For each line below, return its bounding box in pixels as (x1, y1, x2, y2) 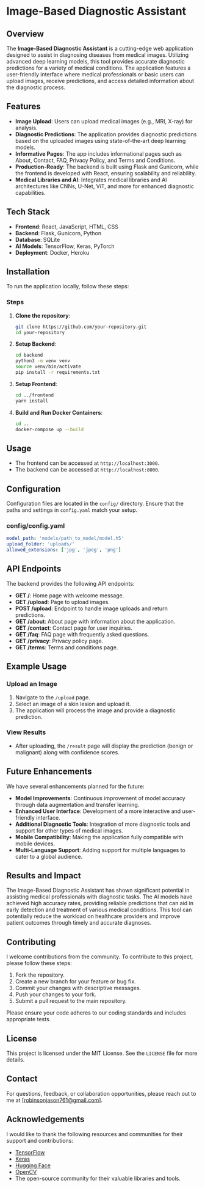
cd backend (15, 352, 43, 359)
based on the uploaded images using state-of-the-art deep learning (15, 137, 186, 144)
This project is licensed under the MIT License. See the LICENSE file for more (6, 1049, 198, 1057)
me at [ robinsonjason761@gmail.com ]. (6, 1096, 103, 1104)
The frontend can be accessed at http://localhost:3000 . (15, 459, 160, 467)
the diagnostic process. (6, 84, 66, 91)
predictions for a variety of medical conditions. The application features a (6, 64, 191, 71)
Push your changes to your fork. (15, 991, 96, 998)
